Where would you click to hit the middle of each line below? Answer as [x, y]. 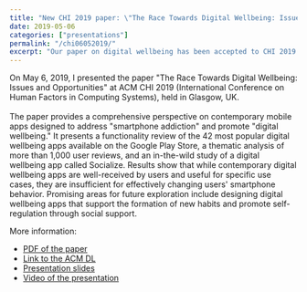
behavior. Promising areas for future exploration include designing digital [146, 194]
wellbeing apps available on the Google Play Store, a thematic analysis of [147, 146]
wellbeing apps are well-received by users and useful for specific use [141, 175]
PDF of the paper [55, 249]
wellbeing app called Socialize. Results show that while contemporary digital [153, 165]
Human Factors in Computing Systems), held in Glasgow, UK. [124, 98]
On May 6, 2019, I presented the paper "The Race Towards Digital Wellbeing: [153, 78]
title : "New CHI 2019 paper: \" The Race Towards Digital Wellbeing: [143, 18]
